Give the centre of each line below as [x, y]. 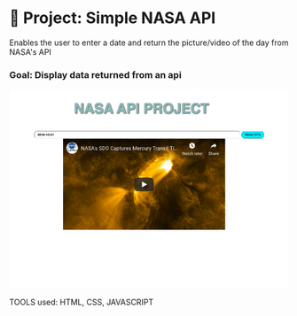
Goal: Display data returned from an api [95, 74]
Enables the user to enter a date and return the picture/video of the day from [149, 42]
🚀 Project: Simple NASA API [113, 18]
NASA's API [30, 51]
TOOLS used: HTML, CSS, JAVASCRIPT [82, 302]
